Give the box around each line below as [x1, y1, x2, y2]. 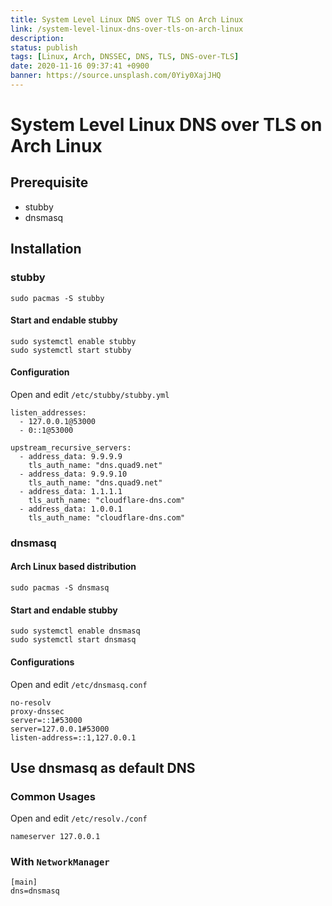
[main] [10, 877, 38, 888]
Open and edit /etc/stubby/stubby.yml [10, 388, 170, 400]
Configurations [10, 656, 75, 668]
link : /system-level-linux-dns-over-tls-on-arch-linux [10, 24, 244, 34]
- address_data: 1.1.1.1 [19, 486, 123, 496]
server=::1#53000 [10, 715, 83, 725]
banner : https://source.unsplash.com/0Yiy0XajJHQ [10, 71, 222, 81]
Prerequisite [10, 174, 89, 191]
